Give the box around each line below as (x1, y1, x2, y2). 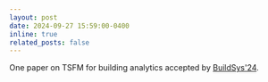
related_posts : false (9, 37, 90, 47)
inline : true (9, 29, 58, 38)
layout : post (9, 12, 58, 22)
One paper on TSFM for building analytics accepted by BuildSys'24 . (9, 62, 259, 73)
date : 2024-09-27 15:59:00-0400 (9, 21, 130, 30)
